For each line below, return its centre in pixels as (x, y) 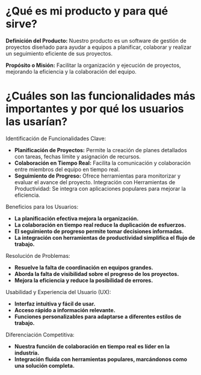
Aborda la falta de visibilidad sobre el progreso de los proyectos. (97, 274)
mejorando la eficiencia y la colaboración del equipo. (71, 71)
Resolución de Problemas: (38, 255)
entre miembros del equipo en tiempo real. (67, 169)
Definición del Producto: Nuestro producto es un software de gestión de (96, 40)
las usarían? (36, 122)
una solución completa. (44, 365)
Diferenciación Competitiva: (40, 335)
